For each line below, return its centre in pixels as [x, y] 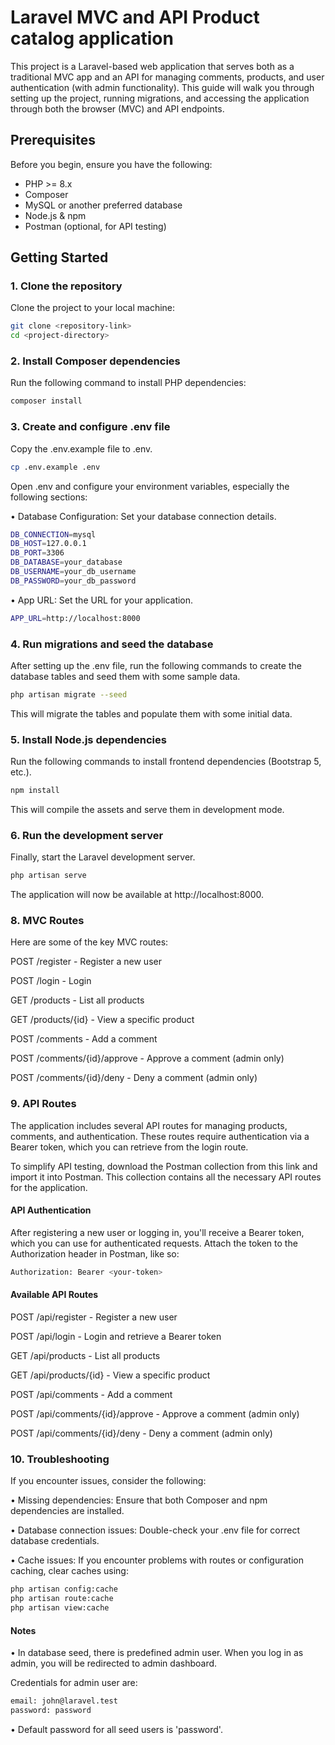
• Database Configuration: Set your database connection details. [143, 516]
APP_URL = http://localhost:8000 [75, 618]
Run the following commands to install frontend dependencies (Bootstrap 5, [166, 762]
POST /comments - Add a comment [84, 1039]
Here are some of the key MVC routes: [89, 942]
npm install [35, 791]
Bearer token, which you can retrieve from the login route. [129, 1147]
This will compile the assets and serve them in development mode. [147, 809]
